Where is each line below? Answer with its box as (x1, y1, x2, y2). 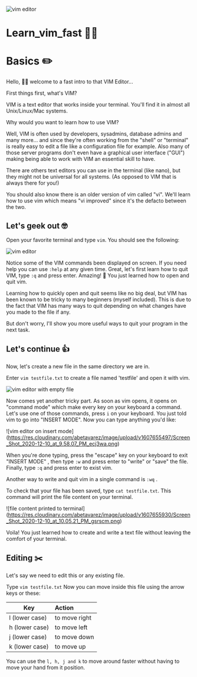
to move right (54, 613, 92, 621)
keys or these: (6, 589, 41, 597)
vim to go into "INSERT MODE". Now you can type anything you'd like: (6, 416, 177, 423)
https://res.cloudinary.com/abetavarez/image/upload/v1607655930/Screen (8, 511, 191, 518)
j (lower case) (9, 633, 47, 641)
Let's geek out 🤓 (6, 221, 68, 231)
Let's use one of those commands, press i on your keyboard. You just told (6, 410, 187, 417)
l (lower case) (9, 613, 47, 621)
